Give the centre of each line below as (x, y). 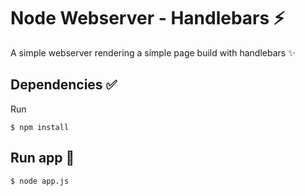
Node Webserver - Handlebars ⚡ (148, 18)
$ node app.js (40, 181)
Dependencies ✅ (64, 85)
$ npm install (40, 127)
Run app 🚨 (42, 158)
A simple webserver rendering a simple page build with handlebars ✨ (153, 52)
